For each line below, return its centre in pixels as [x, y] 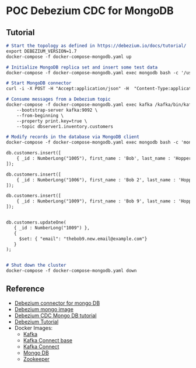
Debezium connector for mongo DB [57, 303]
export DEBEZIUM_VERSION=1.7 [41, 51]
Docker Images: [34, 328]
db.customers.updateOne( [36, 222]
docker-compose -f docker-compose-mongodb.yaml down [71, 271]
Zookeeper [36, 359]
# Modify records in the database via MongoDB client [73, 137]
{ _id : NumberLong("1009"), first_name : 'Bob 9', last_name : [96, 201]
